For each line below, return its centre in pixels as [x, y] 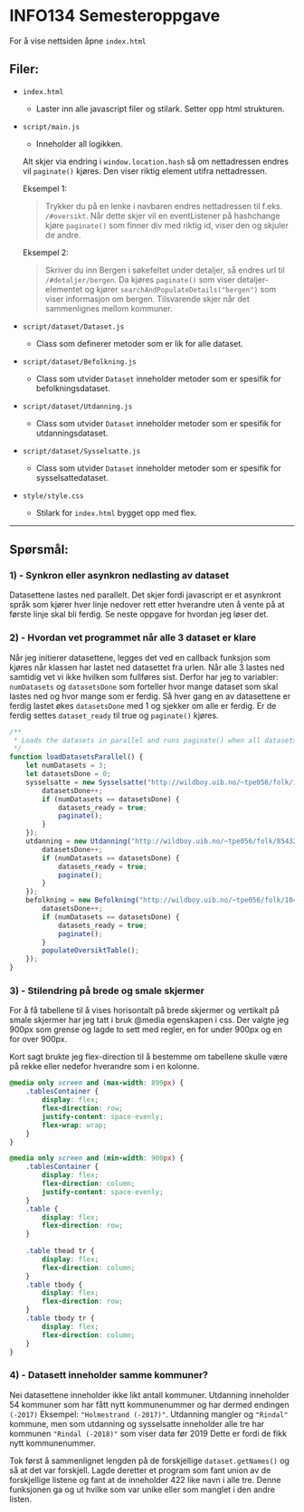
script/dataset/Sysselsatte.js [81, 451]
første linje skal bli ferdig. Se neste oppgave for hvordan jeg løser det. [139, 614]
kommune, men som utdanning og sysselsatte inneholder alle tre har [137, 1423]
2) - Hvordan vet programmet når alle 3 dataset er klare [133, 637]
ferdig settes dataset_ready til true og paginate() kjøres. [114, 715]
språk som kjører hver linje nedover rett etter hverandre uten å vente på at [147, 605]
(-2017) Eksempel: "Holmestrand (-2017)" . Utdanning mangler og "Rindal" [149, 1414]
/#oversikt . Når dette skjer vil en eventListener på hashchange [162, 215]
